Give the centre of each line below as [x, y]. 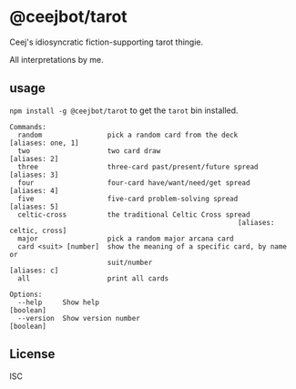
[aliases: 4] [34, 190]
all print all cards [93, 278]
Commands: [28, 127]
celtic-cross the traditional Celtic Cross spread [134, 215]
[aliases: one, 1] [44, 143]
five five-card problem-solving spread [128, 199]
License [32, 354]
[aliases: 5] [34, 207]
